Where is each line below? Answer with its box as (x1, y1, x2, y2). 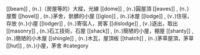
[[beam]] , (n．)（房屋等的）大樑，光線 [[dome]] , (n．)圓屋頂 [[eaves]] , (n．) (6, 5, 189, 12)
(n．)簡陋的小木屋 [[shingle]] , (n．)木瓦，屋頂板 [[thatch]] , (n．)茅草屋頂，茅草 (6, 35, 194, 41)
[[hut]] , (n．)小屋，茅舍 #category (6, 42, 89, 49)
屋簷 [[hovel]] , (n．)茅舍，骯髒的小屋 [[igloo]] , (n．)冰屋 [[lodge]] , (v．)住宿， (6, 12, 192, 20)
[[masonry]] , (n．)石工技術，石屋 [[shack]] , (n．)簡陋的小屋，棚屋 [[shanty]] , (6, 27, 194, 34)
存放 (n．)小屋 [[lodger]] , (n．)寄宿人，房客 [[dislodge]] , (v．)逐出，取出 (6, 20, 179, 27)
